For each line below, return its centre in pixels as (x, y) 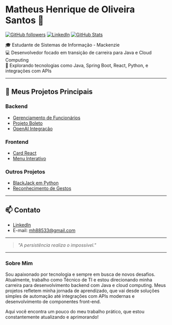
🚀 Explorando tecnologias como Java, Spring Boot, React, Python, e (77, 65)
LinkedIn (22, 225)
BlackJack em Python (36, 183)
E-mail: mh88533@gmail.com (44, 231)
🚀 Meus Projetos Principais (49, 92)
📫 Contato (23, 210)
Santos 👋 (25, 20)
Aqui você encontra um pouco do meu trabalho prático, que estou (75, 312)
